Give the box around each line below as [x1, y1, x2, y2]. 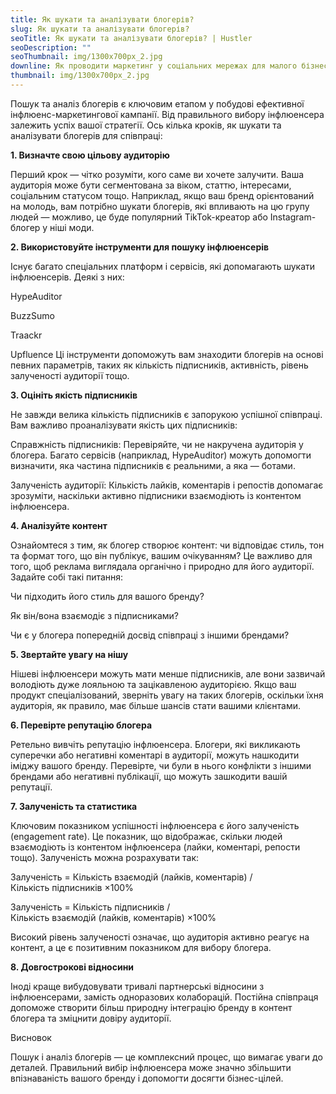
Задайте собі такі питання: [10, 571, 124, 583]
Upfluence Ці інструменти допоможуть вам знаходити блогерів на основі [10, 348, 324, 360]
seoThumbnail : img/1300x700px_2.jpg [10, 52, 163, 62]
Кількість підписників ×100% [10, 881, 134, 893]
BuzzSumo [10, 309, 55, 321]
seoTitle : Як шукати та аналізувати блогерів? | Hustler [10, 33, 253, 43]
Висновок [10, 1031, 52, 1043]
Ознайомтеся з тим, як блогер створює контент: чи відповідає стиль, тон [10, 539, 325, 551]
